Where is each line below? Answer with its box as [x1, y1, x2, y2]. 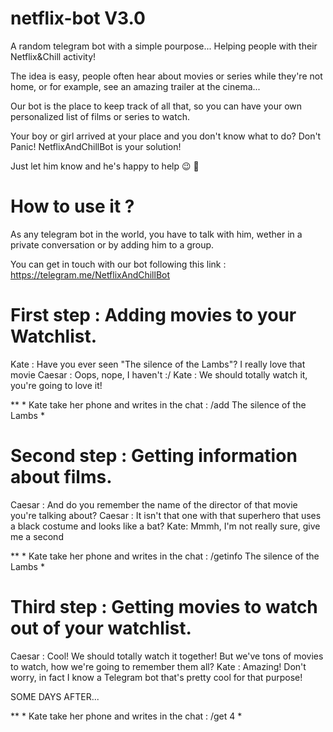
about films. [10, 466, 113, 488]
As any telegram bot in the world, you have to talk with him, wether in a [10, 228, 303, 240]
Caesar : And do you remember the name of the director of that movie [10, 498, 298, 511]
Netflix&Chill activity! [10, 50, 97, 62]
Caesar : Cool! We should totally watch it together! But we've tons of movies [10, 650, 324, 662]
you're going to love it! [10, 379, 103, 391]
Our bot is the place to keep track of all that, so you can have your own [10, 100, 303, 112]
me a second [10, 530, 64, 542]
